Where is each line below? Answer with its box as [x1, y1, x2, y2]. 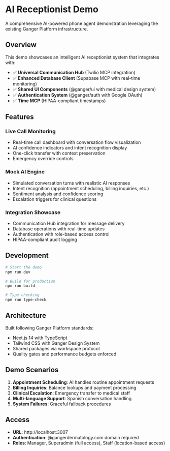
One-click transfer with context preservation [12, 150, 106, 156]
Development [5, 251, 49, 260]
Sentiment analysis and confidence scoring [12, 191, 104, 197]
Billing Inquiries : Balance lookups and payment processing [12, 384, 137, 390]
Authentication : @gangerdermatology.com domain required [12, 434, 139, 440]
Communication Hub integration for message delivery [12, 220, 125, 227]
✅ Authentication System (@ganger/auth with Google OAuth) [12, 92, 143, 98]
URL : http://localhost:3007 [12, 429, 69, 435]
